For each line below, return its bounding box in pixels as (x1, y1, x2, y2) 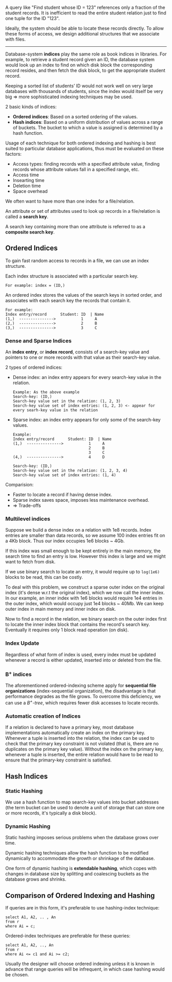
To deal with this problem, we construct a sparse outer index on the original (5, 584, 165, 590)
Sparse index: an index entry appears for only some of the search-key (12, 416, 161, 423)
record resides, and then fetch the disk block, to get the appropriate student (5, 67, 165, 74)
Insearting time (12, 177, 45, 183)
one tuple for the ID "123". (5, 15, 60, 21)
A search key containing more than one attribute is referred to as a (5, 224, 146, 229)
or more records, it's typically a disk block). (5, 810, 97, 816)
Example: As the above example (12, 390, 80, 395)
